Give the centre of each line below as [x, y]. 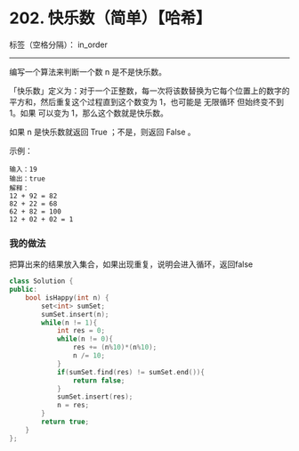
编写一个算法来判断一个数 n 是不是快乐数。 [88, 71]
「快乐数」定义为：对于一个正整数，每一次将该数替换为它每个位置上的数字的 [149, 91]
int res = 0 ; [81, 331]
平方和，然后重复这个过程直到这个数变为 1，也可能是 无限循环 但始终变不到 [147, 101]
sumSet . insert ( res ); [95, 397]
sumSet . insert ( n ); [75, 314]
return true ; [65, 422]
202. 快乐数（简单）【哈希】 [110, 18]
